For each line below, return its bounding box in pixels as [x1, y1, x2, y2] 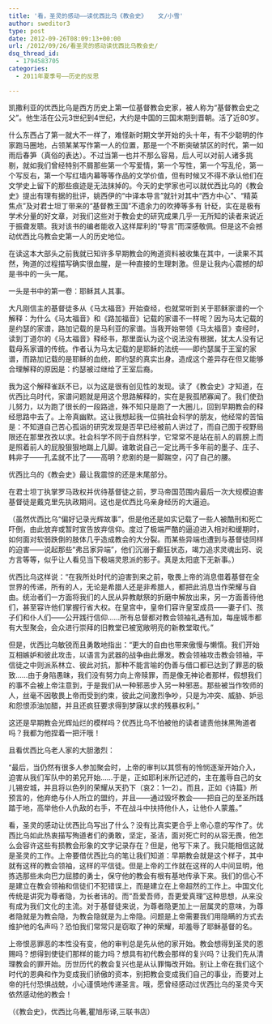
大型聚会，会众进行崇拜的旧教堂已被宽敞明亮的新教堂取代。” [15, 622, 215, 632]
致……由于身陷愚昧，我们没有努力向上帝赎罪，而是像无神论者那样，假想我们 [8, 670, 262, 679]
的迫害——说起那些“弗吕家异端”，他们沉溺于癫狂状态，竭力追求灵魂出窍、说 [8, 544, 263, 554]
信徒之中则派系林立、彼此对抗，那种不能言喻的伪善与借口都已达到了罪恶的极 [8, 660, 264, 670]
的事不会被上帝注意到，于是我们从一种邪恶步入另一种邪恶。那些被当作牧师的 [8, 680, 264, 690]
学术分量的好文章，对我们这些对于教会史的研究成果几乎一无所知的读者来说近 [8, 211, 264, 221]
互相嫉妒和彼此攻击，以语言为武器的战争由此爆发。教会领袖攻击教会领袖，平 [8, 649, 264, 659]
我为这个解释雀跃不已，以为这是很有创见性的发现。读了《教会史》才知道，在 [8, 381, 264, 391]
